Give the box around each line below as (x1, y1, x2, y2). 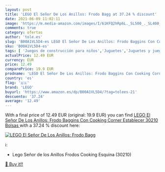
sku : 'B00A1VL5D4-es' (5, 44, 50, 49)
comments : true (5, 26, 36, 30)
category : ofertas (5, 30, 43, 35)
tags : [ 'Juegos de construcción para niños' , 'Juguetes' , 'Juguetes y (5, 48, 151, 53)
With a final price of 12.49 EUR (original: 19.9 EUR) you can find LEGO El (5, 112, 151, 118)
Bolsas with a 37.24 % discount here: (5, 122, 80, 128)
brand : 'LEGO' (5, 85, 34, 90)
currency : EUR (5, 57, 34, 62)
